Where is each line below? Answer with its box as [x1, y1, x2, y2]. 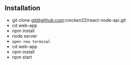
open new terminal [11, 39, 50, 44]
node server [11, 33, 37, 39]
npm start [11, 54, 32, 60]
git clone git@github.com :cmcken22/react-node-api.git [11, 17, 126, 23]
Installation [4, 4, 40, 12]
